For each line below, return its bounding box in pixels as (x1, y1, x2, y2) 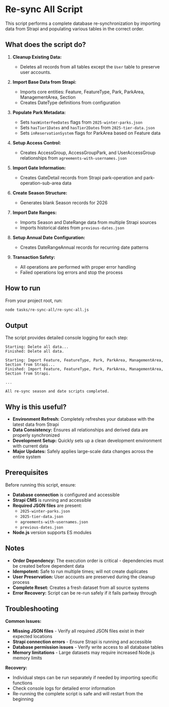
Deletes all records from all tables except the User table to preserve (20, 63, 160, 69)
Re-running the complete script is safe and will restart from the (12, 690, 144, 696)
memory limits (12, 655, 42, 661)
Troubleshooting (5, 605, 59, 613)
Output (5, 321, 28, 330)
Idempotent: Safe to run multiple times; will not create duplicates (12, 568, 148, 574)
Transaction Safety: (12, 254, 55, 260)
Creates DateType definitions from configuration (20, 99, 121, 105)
